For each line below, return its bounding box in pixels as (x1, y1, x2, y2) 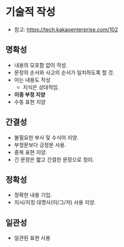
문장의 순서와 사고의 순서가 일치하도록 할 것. (14, 69, 115, 76)
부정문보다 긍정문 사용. (14, 141, 66, 148)
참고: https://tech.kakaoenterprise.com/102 (14, 26, 118, 33)
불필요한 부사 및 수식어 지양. (14, 133, 79, 141)
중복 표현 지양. (14, 148, 48, 156)
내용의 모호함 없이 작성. (14, 61, 68, 68)
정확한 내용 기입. (14, 192, 52, 199)
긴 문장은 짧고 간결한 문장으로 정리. (14, 156, 95, 163)
